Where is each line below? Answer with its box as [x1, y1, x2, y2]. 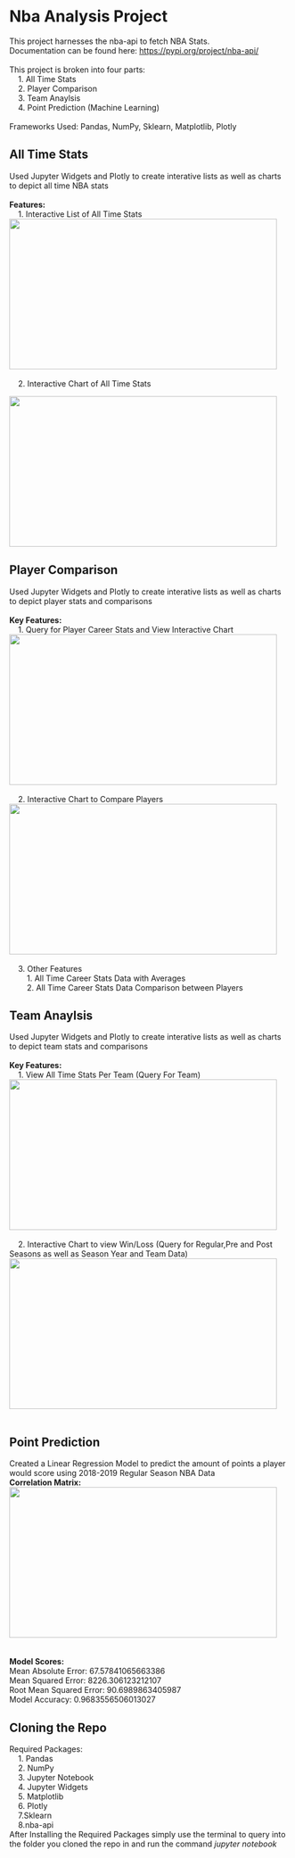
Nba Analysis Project [9, 6, 168, 27]
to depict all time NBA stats [9, 180, 109, 191]
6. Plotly [17, 1801, 48, 1811]
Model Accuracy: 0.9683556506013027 [9, 1694, 156, 1705]
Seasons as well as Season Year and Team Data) [9, 1248, 189, 1259]
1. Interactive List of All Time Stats [17, 208, 143, 220]
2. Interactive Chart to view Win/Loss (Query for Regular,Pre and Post [17, 1239, 274, 1250]
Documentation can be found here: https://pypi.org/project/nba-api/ [9, 45, 259, 55]
